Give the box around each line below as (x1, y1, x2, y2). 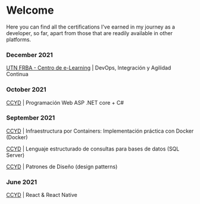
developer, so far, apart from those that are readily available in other (6, 29, 173, 36)
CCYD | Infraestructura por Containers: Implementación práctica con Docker (6, 127, 194, 134)
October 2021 (6, 86, 46, 94)
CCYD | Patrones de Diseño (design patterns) (6, 163, 118, 170)
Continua (6, 71, 29, 78)
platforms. (6, 36, 32, 43)
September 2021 (6, 114, 55, 122)
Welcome (6, 4, 54, 17)
